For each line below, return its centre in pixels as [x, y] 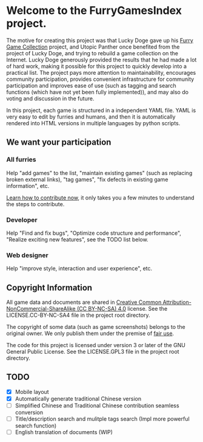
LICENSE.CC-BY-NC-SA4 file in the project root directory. [78, 315]
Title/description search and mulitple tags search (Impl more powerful [102, 419]
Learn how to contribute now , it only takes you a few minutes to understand [101, 198]
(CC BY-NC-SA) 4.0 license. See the [122, 309]
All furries [21, 160]
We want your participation [59, 143]
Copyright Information [49, 287]
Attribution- [177, 302]
